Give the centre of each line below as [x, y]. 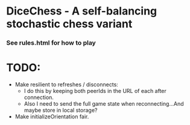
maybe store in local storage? [61, 111]
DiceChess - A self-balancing [82, 11]
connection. [39, 97]
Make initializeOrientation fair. [52, 117]
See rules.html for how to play [51, 43]
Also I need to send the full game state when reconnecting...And [104, 104]
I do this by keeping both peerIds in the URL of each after [95, 91]
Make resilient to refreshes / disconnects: [67, 85]
